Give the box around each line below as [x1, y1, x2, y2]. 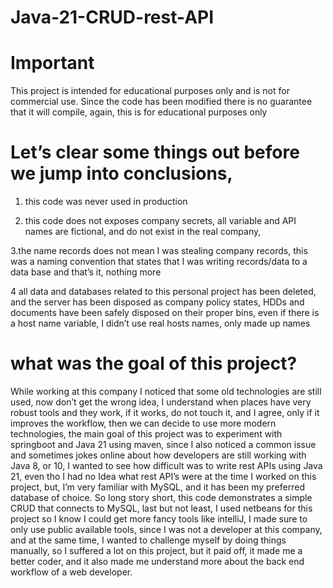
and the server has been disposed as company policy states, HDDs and [10, 296, 305, 308]
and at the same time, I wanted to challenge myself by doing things [10, 534, 287, 546]
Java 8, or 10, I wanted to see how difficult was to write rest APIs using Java [10, 460, 323, 471]
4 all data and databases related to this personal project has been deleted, [10, 286, 317, 298]
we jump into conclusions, [10, 162, 233, 185]
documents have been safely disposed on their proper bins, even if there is [10, 307, 320, 319]
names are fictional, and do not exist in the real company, [24, 226, 262, 238]
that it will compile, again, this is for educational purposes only [10, 106, 268, 118]
